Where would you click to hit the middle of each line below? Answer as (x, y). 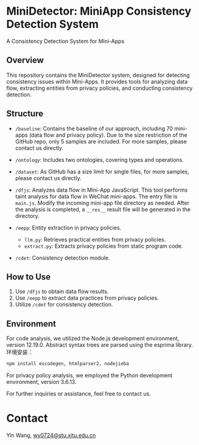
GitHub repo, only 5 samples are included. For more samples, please (101, 141)
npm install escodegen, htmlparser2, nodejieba (68, 364)
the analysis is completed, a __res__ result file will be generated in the (103, 209)
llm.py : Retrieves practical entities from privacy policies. (95, 239)
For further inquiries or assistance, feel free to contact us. (79, 394)
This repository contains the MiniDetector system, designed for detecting (98, 75)
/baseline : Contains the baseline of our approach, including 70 (94, 128)
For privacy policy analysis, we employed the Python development (89, 375)
